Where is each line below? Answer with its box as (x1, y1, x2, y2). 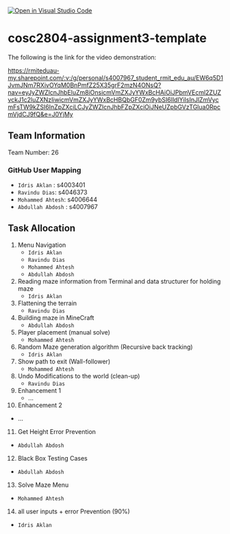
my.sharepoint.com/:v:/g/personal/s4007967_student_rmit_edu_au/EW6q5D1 (8, 73, 224, 82)
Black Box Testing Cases (17, 454, 88, 462)
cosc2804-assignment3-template (8, 31, 207, 46)
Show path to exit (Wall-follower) (17, 357, 111, 365)
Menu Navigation (17, 241, 66, 249)
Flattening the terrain (17, 299, 77, 307)
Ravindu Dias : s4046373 (17, 189, 88, 197)
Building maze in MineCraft (17, 313, 94, 321)
